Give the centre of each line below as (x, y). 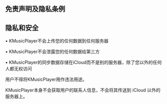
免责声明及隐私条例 (35, 9)
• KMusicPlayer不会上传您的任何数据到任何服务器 (57, 41)
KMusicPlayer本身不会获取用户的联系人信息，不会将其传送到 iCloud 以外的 (83, 90)
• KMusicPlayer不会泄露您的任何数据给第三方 (52, 51)
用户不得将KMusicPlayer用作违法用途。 (46, 79)
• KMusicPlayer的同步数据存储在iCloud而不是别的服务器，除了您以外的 (79, 63)
